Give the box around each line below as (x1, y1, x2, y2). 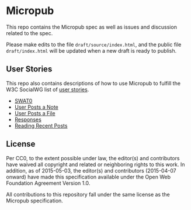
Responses (14, 116, 42, 123)
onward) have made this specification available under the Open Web (6, 173, 171, 180)
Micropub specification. (6, 197, 63, 204)
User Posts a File (14, 109, 55, 116)
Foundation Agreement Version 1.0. (6, 180, 91, 187)
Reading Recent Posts (14, 122, 68, 129)
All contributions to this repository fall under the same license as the (6, 191, 171, 198)
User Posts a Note (14, 104, 58, 111)
